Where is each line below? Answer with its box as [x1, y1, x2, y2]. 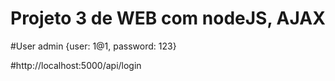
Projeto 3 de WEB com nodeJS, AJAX [10, 7, 326, 30]
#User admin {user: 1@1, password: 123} [10, 40, 177, 52]
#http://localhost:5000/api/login [10, 59, 142, 71]
